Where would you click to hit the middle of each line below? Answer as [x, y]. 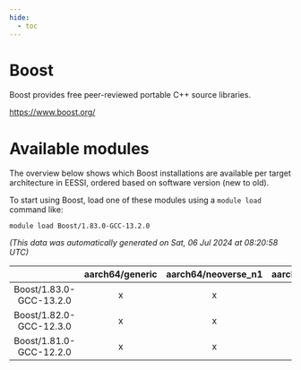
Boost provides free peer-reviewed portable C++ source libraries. [130, 95]
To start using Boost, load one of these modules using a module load [135, 200]
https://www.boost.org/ [52, 112]
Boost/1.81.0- [45, 341]
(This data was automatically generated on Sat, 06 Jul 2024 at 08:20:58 [144, 243]
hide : [19, 17]
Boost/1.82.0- [45, 315]
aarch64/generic [121, 274]
